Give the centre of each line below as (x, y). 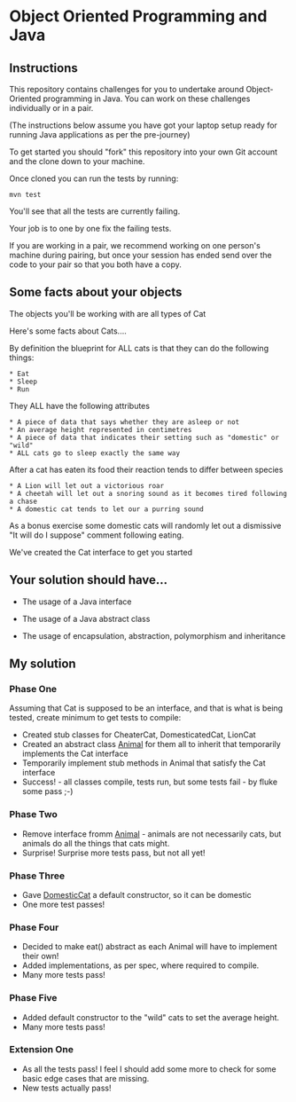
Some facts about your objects (96, 292)
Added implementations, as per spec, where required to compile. (140, 965)
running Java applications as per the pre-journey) (100, 134)
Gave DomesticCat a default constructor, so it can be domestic (136, 894)
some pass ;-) (47, 791)
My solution (43, 664)
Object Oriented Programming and (138, 16)
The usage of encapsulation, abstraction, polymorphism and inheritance (154, 635)
